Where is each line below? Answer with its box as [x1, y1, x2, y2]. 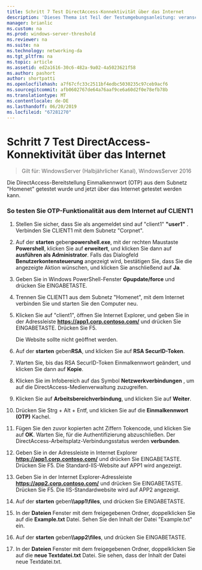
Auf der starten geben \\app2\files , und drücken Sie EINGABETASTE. [15, 533, 186, 541]
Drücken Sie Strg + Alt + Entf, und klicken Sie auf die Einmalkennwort [15, 406, 188, 414]
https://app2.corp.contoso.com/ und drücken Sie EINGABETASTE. [15, 479, 183, 487]
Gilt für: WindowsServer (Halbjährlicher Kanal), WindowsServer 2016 [21, 167, 192, 174]
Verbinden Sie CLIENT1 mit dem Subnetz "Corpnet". [15, 227, 144, 234]
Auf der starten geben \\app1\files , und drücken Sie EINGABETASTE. [15, 497, 185, 505]
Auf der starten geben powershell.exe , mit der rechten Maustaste [15, 238, 179, 246]
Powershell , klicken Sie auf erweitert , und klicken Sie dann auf [15, 245, 172, 252]
